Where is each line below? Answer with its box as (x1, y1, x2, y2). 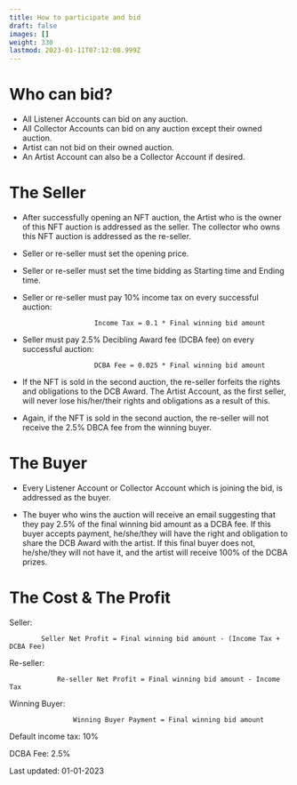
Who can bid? (9, 84, 113, 105)
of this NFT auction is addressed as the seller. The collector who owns (21, 221, 280, 232)
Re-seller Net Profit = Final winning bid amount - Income (56, 675, 280, 684)
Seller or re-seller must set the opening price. (21, 248, 189, 259)
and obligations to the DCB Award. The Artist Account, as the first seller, (21, 386, 286, 397)
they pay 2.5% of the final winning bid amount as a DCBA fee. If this (21, 518, 271, 529)
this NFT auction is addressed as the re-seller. (21, 231, 191, 241)
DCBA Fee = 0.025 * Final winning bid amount (93, 361, 266, 370)
